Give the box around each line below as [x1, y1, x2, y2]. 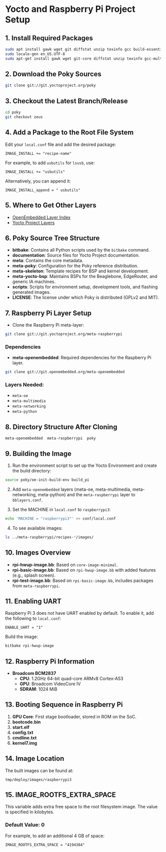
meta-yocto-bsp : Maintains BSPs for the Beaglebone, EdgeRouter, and [12, 273, 158, 279]
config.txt [12, 729, 34, 735]
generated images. [12, 289, 51, 295]
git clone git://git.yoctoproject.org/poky [5, 83, 96, 88]
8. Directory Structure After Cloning [5, 423, 118, 431]
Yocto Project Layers [12, 219, 55, 225]
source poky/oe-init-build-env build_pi [5, 477, 90, 482]
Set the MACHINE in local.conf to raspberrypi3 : [12, 506, 111, 512]
